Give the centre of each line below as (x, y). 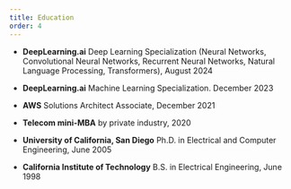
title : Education (42, 17)
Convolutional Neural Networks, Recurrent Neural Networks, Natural (149, 61)
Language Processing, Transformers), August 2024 (118, 70)
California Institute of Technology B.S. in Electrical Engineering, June (152, 167)
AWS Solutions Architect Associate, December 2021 (119, 105)
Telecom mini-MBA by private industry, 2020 (106, 123)
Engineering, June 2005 (67, 150)
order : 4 (26, 26)
